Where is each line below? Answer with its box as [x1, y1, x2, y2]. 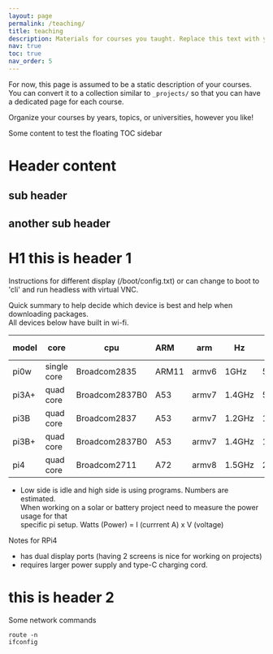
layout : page [8, 11, 53, 20]
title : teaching [8, 27, 63, 35]
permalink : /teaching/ [8, 19, 85, 28]
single [45, 361, 69, 372]
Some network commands [8, 615, 97, 625]
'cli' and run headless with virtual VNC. [8, 284, 139, 294]
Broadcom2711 [76, 459, 137, 470]
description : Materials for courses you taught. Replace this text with [8, 34, 260, 43]
